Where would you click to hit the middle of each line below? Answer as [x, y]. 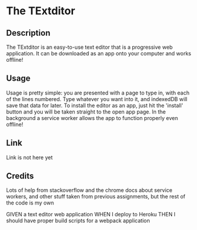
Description [28, 33]
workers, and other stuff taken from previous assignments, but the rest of [96, 197]
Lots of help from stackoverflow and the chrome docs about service [89, 190]
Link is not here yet [30, 157]
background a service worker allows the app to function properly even [92, 118]
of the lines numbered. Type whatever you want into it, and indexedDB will [97, 99]
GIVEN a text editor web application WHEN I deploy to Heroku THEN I [91, 215]
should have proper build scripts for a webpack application [78, 220]
